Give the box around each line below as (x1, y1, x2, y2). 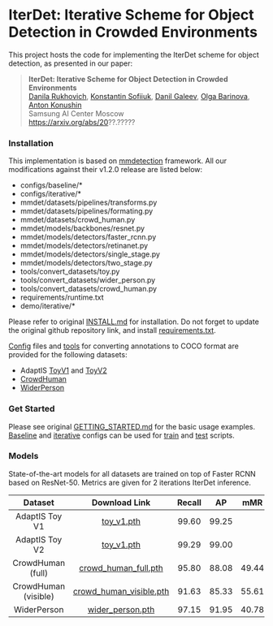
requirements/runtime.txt (19, 292, 104, 302)
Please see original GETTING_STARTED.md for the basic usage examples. (8, 421, 256, 431)
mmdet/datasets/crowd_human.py (19, 215, 136, 225)
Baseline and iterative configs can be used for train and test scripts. (8, 430, 236, 440)
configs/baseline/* (19, 180, 83, 190)
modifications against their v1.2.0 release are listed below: (8, 165, 203, 175)
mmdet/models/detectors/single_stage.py (19, 249, 161, 259)
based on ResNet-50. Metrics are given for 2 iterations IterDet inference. (8, 477, 252, 487)
